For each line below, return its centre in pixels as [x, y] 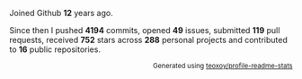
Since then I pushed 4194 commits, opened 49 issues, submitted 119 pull [145, 30]
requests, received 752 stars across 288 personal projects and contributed [148, 40]
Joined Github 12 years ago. [62, 13]
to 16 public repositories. [55, 49]
